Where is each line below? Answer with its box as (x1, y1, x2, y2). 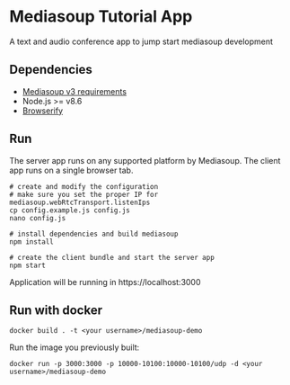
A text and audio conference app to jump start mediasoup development (9, 36, 274, 47)
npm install (9, 237, 54, 246)
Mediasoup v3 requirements (22, 85, 127, 96)
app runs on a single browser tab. (9, 165, 134, 175)
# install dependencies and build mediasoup (9, 229, 179, 238)
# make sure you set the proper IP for (9, 190, 159, 199)
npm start (9, 261, 47, 270)
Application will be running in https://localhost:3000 (9, 276, 201, 287)
